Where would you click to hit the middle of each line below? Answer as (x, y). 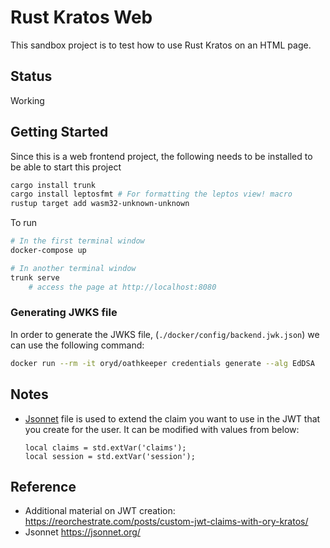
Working (27, 100)
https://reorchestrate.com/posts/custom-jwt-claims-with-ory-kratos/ (166, 522)
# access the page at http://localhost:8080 (122, 287)
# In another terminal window (73, 268)
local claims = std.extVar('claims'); (105, 447)
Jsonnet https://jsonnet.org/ (82, 532)
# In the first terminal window (77, 241)
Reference (43, 486)
